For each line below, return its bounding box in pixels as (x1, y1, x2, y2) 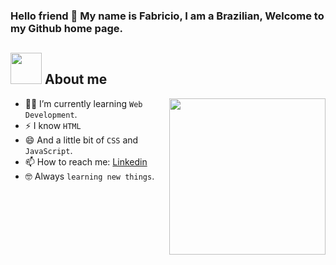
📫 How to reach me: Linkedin (24, 155, 148, 168)
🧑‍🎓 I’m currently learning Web (24, 97, 143, 109)
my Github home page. (10, 21, 123, 35)
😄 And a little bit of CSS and (24, 134, 139, 146)
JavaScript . (24, 144, 73, 156)
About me (44, 71, 108, 88)
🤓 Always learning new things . (24, 170, 155, 182)
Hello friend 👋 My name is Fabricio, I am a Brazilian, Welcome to (10, 9, 325, 23)
